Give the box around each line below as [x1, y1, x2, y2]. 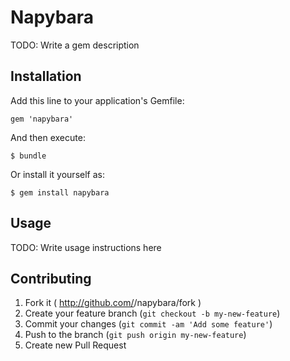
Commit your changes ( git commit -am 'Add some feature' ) [24, 318, 273, 330]
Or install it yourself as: [10, 168, 105, 180]
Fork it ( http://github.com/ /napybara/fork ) [24, 297, 202, 309]
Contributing [10, 270, 92, 287]
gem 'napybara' [10, 114, 74, 124]
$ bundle [10, 151, 47, 161]
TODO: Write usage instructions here [10, 241, 162, 253]
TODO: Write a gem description [10, 39, 140, 51]
